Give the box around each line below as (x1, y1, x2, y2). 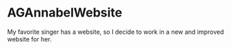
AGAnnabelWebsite (7, 5, 122, 21)
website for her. (7, 35, 52, 43)
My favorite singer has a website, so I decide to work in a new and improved (7, 28, 225, 36)
